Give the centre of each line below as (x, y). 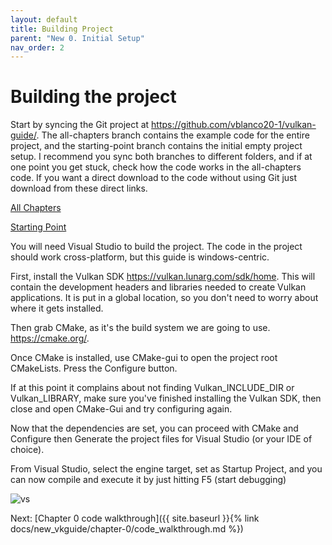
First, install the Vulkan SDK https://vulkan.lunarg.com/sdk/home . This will (163, 277)
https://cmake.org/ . (50, 338)
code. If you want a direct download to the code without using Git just (154, 178)
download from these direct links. (79, 188)
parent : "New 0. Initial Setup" (77, 38)
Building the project (93, 97)
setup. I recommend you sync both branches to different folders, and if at (161, 157)
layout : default (44, 19)
